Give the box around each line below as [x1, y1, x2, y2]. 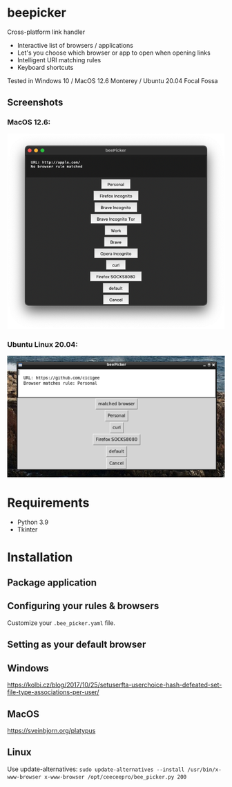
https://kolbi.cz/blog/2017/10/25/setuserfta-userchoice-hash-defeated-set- [7, 680, 222, 689]
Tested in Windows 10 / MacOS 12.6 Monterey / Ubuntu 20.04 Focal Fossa [7, 76, 218, 84]
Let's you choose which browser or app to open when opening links [17, 48, 211, 57]
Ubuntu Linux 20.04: [7, 339, 78, 349]
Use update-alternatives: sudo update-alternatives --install [7, 765, 185, 773]
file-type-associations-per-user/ [7, 688, 99, 696]
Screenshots [7, 97, 64, 109]
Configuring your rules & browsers [7, 600, 159, 612]
